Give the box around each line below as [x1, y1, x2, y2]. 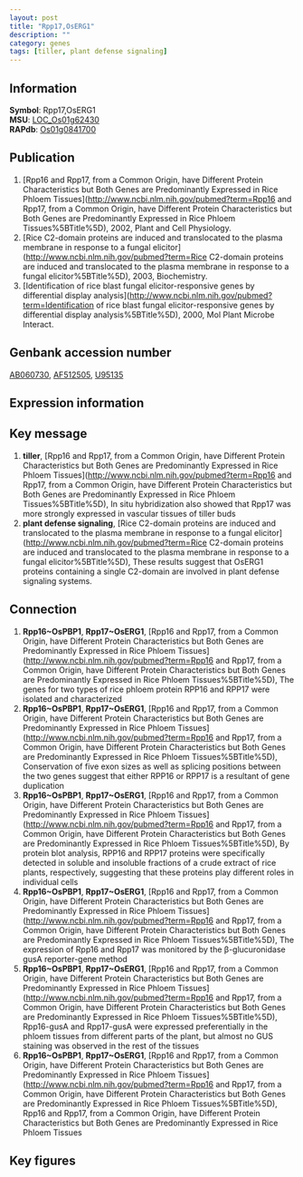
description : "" [9, 30, 71, 39]
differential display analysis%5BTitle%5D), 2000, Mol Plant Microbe [22, 309, 275, 320]
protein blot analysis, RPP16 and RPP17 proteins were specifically [22, 847, 265, 858]
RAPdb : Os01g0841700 [9, 123, 97, 134]
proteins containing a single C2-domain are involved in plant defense [22, 566, 280, 577]
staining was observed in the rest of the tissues [22, 1040, 200, 1051]
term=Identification [22, 299, 95, 310]
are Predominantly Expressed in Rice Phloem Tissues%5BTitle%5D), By [22, 838, 289, 849]
